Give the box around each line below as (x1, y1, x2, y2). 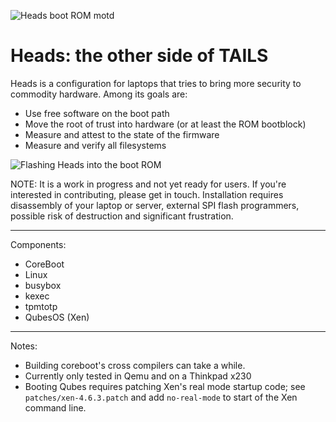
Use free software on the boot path (24, 107, 170, 119)
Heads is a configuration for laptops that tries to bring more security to (10, 77, 302, 89)
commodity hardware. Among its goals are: (10, 88, 188, 100)
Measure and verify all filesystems (24, 139, 167, 151)
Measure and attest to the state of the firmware (24, 128, 220, 140)
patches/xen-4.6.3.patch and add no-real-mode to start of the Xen (24, 391, 298, 403)
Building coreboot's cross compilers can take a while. (24, 359, 246, 371)
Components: (10, 238, 67, 250)
